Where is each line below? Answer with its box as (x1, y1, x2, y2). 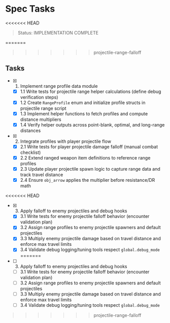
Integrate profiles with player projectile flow (20, 138, 112, 144)
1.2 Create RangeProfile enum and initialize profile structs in (20, 100, 146, 106)
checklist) (20, 149, 41, 155)
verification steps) (20, 94, 58, 100)
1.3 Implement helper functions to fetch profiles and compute (20, 110, 148, 117)
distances (20, 127, 41, 134)
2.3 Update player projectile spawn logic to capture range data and (20, 166, 161, 172)
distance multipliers (20, 116, 62, 122)
